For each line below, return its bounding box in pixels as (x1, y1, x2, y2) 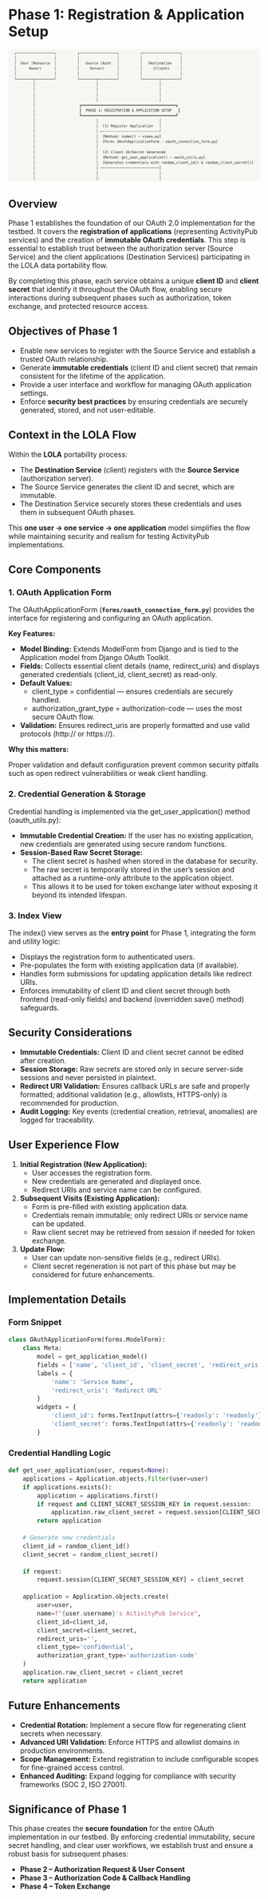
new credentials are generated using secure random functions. (19, 839, 227, 849)
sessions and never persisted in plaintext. (19, 1072, 157, 1082)
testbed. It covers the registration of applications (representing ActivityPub (8, 227, 258, 236)
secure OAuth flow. (31, 712, 95, 722)
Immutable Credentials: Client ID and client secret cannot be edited (19, 1047, 244, 1057)
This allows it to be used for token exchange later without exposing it (31, 881, 258, 891)
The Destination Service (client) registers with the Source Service (19, 465, 240, 474)
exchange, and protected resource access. (8, 302, 149, 311)
